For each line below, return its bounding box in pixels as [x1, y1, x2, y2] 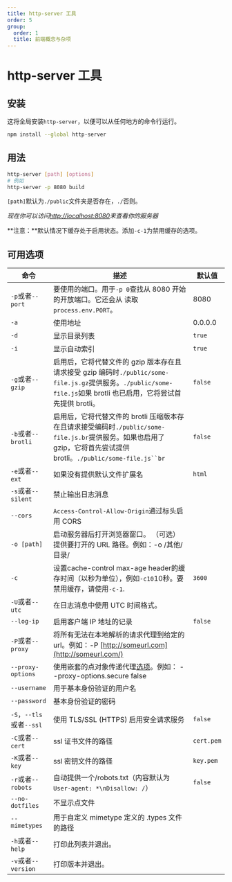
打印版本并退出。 [52, 860, 109, 870]
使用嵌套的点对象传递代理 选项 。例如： [52, 662, 178, 672]
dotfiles [10, 802, 39, 810]
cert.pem [193, 737, 222, 745]
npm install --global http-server [7, 131, 107, 139]
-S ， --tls [10, 709, 43, 719]
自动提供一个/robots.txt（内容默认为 [52, 773, 171, 783]
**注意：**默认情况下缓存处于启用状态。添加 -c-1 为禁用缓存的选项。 [7, 227, 202, 235]
